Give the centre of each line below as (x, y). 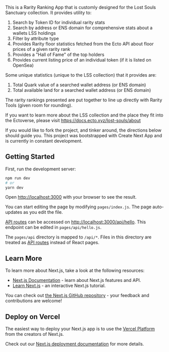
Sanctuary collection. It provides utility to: (48, 13)
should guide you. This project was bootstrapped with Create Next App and (84, 135)
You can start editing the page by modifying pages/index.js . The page (78, 207)
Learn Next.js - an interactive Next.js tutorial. (59, 286)
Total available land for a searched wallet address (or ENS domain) (82, 90)
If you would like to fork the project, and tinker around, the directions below (83, 130)
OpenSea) (23, 65)
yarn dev (14, 188)
